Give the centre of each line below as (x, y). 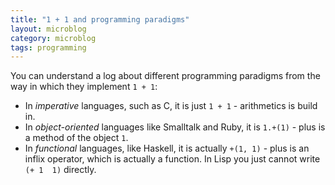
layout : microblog (48, 29)
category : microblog (53, 38)
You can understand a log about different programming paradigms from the (165, 76)
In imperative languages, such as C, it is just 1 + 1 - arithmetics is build (171, 106)
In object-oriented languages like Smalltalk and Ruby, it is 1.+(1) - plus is (175, 127)
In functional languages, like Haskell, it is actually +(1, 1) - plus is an (167, 148)
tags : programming (48, 47)
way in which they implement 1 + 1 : (84, 87)
